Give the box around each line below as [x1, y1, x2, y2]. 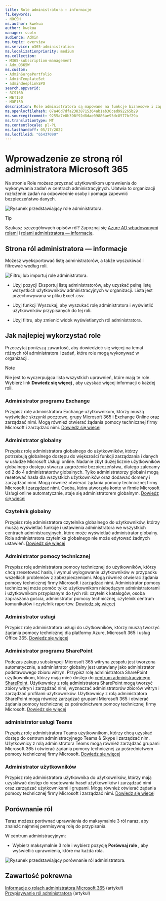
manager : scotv [5, 30, 37, 35]
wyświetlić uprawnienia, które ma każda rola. [12, 848, 104, 853]
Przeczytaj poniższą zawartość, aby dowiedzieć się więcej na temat [5, 344, 144, 350]
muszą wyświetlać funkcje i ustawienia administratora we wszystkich [5, 524, 146, 530]
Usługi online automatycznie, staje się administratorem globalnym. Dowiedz [5, 490, 159, 496]
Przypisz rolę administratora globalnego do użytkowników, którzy [5, 448, 138, 454]
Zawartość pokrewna [5, 872, 73, 880]
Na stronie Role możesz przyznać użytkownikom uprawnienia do [5, 180, 137, 186]
